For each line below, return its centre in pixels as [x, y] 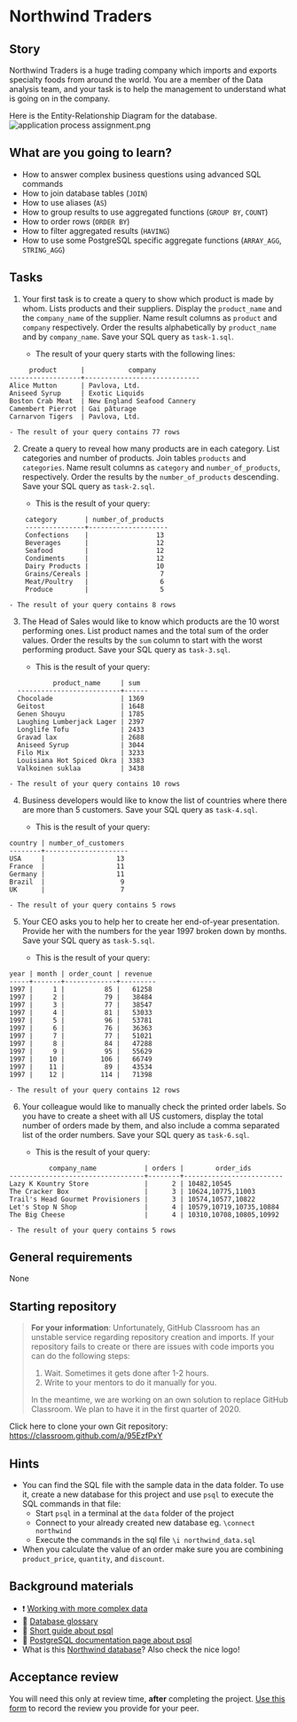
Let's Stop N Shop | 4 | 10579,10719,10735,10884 [144, 1207]
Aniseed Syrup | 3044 [81, 745]
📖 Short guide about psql [67, 1630]
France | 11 [67, 866]
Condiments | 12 [95, 558]
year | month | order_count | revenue [81, 974]
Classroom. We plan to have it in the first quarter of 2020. [136, 1409]
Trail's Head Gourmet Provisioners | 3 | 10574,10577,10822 [132, 1199]
